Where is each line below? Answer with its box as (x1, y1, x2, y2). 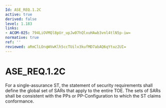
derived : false (5, 16, 37, 21)
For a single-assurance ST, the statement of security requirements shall (5, 82, 153, 88)
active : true (5, 12, 32, 17)
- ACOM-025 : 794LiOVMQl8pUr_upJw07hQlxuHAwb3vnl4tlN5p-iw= (5, 30, 131, 35)
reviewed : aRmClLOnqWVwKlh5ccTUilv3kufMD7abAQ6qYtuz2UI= (5, 44, 126, 49)
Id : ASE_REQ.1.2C (5, 7, 41, 12)
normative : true (5, 35, 39, 40)
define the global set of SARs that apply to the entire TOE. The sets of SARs (5, 88, 161, 94)
